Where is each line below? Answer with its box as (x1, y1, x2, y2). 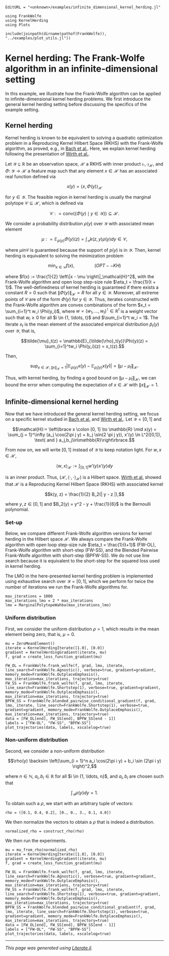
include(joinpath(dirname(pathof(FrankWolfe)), (5, 31, 107, 36)
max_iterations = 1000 (5, 594, 53, 599)
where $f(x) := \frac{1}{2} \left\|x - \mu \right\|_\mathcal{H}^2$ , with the (5, 273, 154, 280)
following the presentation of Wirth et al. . (5, 150, 90, 156)
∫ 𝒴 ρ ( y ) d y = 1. (71, 789, 98, 797)
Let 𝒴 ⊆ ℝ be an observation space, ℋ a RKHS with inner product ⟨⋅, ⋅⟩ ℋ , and (5, 161, 163, 168)
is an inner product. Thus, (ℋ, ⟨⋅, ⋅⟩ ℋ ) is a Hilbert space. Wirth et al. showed (5, 474, 161, 482)
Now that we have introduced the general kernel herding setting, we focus (5, 411, 159, 417)
